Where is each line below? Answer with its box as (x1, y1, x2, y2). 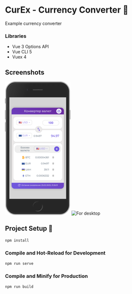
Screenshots (5, 68, 45, 76)
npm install (5, 238, 29, 243)
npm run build (5, 284, 34, 289)
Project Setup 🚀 (5, 224, 53, 233)
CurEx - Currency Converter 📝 (5, 4, 129, 16)
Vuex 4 (12, 54, 27, 60)
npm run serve (5, 261, 34, 266)
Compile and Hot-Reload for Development (5, 249, 106, 256)
